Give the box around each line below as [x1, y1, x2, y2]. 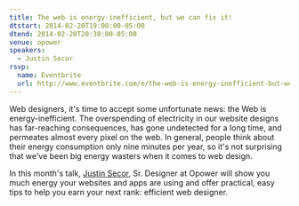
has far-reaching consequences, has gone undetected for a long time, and [9, 122, 282, 133]
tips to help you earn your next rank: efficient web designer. [9, 186, 229, 197]
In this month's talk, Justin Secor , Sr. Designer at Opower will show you [9, 168, 271, 178]
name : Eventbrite [17, 71, 82, 80]
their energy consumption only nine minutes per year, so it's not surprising [9, 141, 283, 152]
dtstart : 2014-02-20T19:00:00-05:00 [9, 21, 145, 30]
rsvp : [9, 63, 29, 72]
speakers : [9, 46, 46, 55]
